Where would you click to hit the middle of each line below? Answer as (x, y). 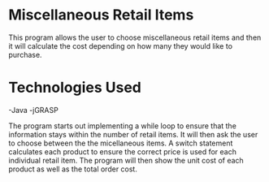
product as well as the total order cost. (73, 169)
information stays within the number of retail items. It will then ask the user (133, 134)
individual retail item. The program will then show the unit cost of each (126, 160)
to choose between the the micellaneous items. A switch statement (121, 143)
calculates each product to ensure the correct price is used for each (123, 151)
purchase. (25, 54)
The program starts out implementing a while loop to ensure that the (123, 126)
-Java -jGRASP (33, 110)
